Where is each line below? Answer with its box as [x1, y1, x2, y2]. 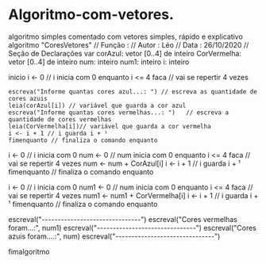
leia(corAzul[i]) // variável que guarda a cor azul [8, 101, 187, 109]
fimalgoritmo [8, 247, 50, 256]
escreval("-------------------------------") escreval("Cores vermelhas [8, 214, 238, 224]
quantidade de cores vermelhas [8, 115, 112, 124]
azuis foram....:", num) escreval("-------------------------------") [8, 231, 221, 241]
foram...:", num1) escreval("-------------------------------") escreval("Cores [8, 223, 256, 232]
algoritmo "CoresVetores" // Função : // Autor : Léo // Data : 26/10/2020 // [8, 40, 249, 49]
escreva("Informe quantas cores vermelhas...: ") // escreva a [8, 109, 229, 117]
